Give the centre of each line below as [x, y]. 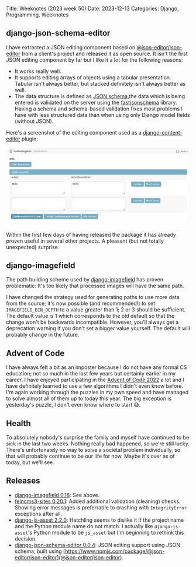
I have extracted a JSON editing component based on [71, 47]
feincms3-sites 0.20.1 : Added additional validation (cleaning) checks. [97, 501]
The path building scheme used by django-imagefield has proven [85, 280]
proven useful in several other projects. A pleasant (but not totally [85, 241]
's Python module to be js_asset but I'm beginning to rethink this [106, 532]
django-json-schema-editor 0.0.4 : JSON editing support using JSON [97, 545]
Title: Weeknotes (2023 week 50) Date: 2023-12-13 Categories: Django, [93, 9]
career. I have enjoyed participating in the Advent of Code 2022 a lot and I [95, 380]
